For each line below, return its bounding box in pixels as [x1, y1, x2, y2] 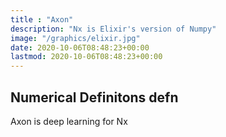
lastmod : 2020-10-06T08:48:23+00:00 [10, 52, 163, 62]
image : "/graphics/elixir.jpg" [10, 33, 141, 43]
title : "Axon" [10, 14, 74, 25]
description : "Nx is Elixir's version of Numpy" [10, 24, 217, 34]
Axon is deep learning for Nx [10, 115, 128, 127]
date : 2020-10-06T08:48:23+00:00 [10, 42, 150, 53]
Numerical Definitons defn [10, 89, 179, 106]
